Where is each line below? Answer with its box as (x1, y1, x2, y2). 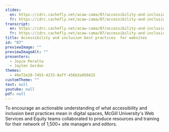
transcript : (5, 21, 30, 27)
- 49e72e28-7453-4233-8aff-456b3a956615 (10, 73, 96, 78)
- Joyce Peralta (10, 59, 44, 64)
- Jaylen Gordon (10, 63, 44, 68)
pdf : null (5, 91, 26, 96)
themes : (5, 68, 22, 73)
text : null (5, 82, 28, 87)
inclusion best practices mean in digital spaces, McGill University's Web (5, 110, 154, 116)
